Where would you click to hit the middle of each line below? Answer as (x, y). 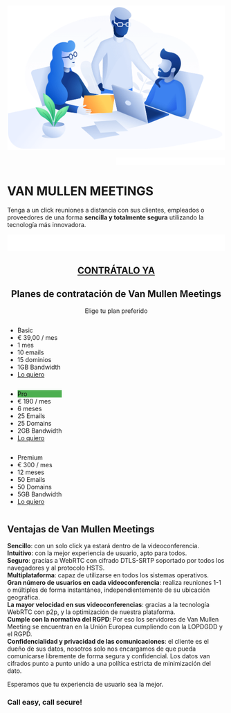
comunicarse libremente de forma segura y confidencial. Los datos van (109, 656)
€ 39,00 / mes (37, 337)
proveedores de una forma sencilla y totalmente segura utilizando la (105, 217)
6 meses (29, 408)
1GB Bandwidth (39, 367)
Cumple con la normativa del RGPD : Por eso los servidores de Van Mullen (113, 620)
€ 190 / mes (34, 401)
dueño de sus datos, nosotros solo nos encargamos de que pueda (102, 649)
